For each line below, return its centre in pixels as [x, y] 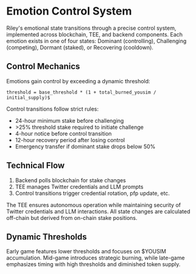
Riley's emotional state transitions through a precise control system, [91, 28]
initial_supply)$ [28, 98]
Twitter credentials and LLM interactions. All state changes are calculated [98, 211]
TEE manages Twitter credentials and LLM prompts [79, 187]
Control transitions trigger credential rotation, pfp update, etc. [93, 193]
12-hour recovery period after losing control [70, 140]
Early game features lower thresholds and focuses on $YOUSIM [86, 252]
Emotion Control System [69, 11]
